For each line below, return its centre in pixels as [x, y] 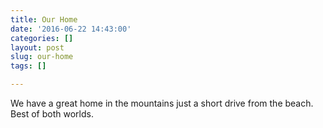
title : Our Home [44, 19]
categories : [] [42, 38]
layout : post [37, 47]
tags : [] [28, 66]
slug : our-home [42, 57]
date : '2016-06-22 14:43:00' [71, 29]
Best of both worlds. [52, 114]
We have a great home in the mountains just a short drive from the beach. [162, 103]
